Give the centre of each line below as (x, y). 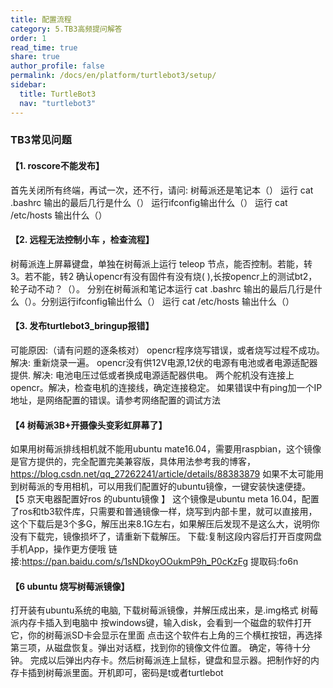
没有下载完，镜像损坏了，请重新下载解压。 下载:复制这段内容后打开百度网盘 (166, 537)
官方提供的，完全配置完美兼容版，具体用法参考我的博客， (137, 462)
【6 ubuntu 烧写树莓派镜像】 (70, 586)
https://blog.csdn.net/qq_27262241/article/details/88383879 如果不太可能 (163, 474)
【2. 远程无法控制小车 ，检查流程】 (82, 240)
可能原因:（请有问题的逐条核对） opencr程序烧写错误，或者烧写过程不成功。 (167, 350)
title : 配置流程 (41, 19)
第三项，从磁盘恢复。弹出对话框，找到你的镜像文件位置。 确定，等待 (151, 648)
